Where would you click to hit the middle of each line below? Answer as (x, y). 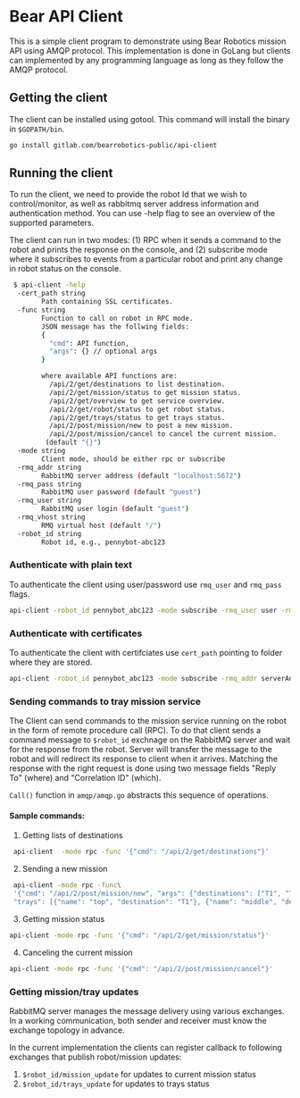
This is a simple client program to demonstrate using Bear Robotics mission (148, 41)
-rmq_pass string (50, 484)
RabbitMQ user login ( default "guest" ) (116, 509)
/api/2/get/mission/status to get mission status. (145, 392)
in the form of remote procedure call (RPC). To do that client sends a (135, 731)
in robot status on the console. (66, 269)
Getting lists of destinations (72, 835)
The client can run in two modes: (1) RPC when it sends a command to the (145, 240)
